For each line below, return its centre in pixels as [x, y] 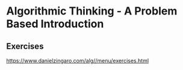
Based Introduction [55, 24]
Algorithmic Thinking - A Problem [92, 11]
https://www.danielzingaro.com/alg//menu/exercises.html [78, 61]
